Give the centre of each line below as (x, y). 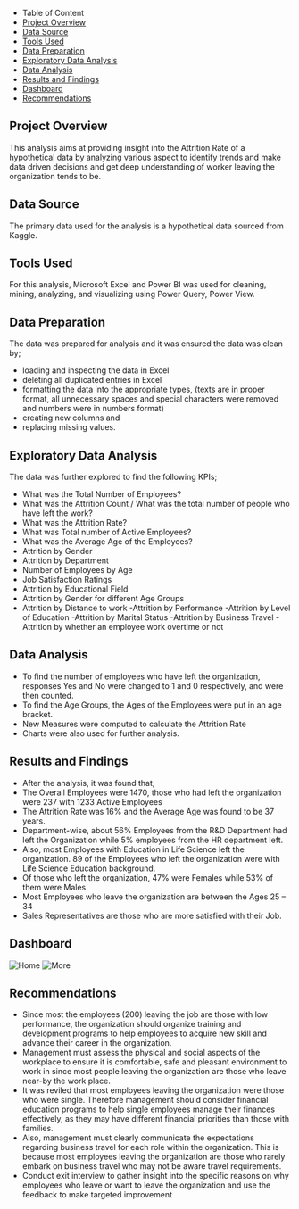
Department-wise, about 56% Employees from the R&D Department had (154, 830)
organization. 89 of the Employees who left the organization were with (151, 858)
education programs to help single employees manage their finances (148, 1109)
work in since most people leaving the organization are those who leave (154, 1072)
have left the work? (58, 513)
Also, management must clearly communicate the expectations (138, 1138)
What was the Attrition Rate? (75, 523)
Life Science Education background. (89, 868)
